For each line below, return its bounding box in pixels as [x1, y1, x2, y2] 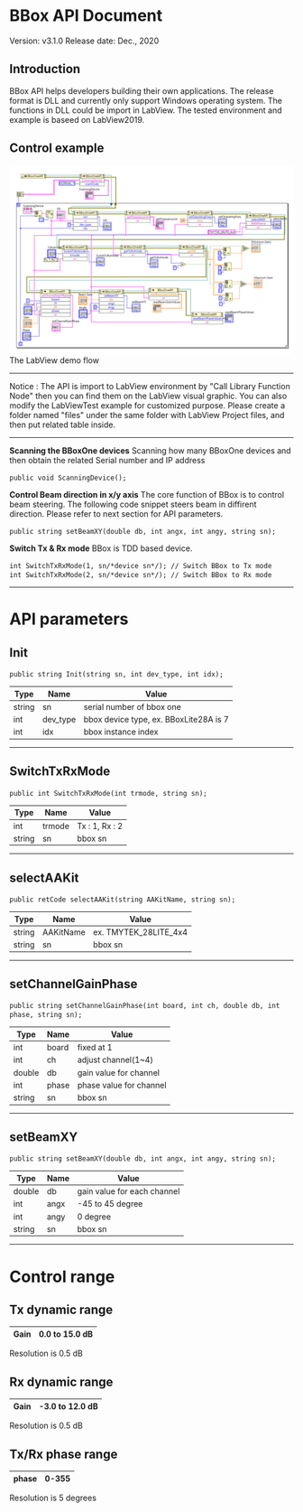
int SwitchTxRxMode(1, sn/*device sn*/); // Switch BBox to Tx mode [9, 562, 272, 571]
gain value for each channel [77, 1186, 180, 1197]
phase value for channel [77, 1079, 167, 1090]
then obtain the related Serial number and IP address [9, 455, 206, 466]
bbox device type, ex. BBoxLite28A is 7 [83, 714, 230, 725]
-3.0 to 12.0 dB [39, 1401, 98, 1412]
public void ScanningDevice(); [9, 473, 127, 483]
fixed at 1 [77, 1042, 113, 1053]
